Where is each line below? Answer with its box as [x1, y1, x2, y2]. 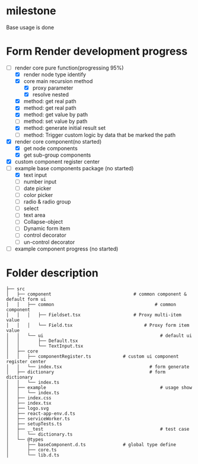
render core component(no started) [14, 138, 102, 145]
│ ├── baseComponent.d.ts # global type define [6, 441, 177, 447]
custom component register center [14, 158, 100, 165]
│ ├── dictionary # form [6, 369, 166, 375]
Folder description [6, 266, 99, 279]
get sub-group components [23, 151, 91, 158]
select [23, 205, 39, 212]
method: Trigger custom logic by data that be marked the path [23, 131, 176, 138]
